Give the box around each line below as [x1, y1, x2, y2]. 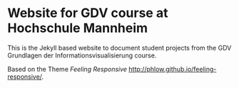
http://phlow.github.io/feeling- [128, 65, 217, 73]
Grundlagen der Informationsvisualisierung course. [7, 51, 157, 60]
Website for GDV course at [7, 5, 168, 21]
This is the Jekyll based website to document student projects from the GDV [7, 43, 232, 52]
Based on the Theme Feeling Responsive [7, 65, 127, 73]
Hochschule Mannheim [7, 20, 148, 36]
